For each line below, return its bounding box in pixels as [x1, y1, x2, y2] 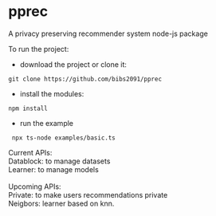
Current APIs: [8, 147, 53, 157]
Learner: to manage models [8, 164, 100, 174]
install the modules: [19, 88, 84, 98]
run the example [19, 118, 74, 128]
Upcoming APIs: [8, 182, 61, 191]
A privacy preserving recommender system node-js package [8, 29, 209, 38]
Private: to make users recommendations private [8, 190, 168, 199]
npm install [8, 104, 48, 112]
